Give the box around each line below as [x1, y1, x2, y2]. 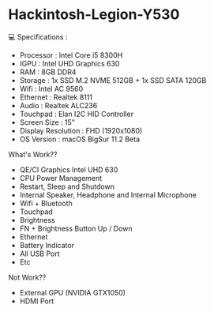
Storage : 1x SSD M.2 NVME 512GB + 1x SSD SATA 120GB [19, 75, 207, 85]
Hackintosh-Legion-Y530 [8, 6, 180, 24]
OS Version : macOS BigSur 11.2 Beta [19, 134, 141, 144]
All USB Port [19, 249, 61, 258]
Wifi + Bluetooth [19, 198, 73, 208]
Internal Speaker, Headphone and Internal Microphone [19, 190, 197, 199]
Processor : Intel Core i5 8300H [19, 50, 123, 60]
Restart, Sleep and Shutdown [19, 182, 115, 191]
